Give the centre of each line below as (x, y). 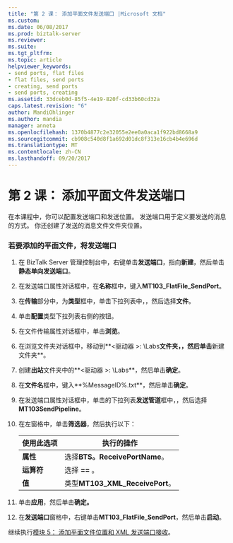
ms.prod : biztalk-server (44, 34)
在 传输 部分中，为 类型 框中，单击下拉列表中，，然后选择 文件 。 (106, 301)
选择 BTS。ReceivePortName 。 (116, 457)
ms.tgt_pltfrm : (30, 54)
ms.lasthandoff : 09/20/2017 (49, 159)
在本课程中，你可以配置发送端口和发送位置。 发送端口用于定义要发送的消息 (117, 216)
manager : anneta (32, 125)
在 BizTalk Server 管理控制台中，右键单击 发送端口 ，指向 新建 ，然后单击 (121, 262)
